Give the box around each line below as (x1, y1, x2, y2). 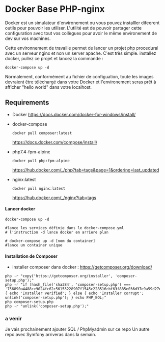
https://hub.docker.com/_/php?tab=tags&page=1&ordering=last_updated (12, 167, 160, 173)
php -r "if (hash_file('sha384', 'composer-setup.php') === (5, 282, 131, 287)
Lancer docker (5, 206, 35, 212)
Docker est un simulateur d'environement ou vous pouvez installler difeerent (5, 20, 160, 26)
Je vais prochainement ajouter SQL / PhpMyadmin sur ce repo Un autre (5, 326, 150, 332)
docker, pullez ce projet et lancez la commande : (5, 55, 104, 61)
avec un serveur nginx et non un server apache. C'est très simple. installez (5, 50, 156, 56)
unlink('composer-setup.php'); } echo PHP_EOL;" (5, 295, 107, 300)
